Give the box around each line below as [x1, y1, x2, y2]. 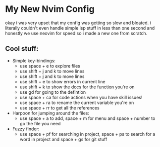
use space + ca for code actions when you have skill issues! [19, 94, 143, 100]
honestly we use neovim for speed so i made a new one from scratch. [5, 30, 148, 36]
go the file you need [19, 120, 61, 126]
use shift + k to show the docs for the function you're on [19, 84, 135, 90]
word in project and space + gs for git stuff [19, 136, 107, 142]
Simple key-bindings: [12, 58, 55, 64]
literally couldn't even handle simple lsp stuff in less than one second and [5, 25, 155, 31]
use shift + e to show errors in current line [19, 78, 106, 84]
